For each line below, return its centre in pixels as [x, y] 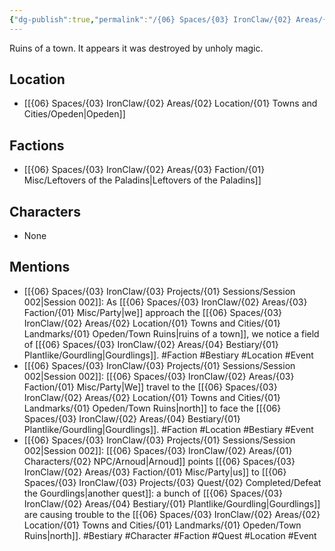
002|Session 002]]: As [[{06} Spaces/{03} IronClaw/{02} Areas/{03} [165, 302]
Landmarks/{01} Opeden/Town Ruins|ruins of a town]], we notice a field [171, 333]
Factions [37, 145]
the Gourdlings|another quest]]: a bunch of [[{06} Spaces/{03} [153, 493]
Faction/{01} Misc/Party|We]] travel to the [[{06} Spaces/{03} [150, 387]
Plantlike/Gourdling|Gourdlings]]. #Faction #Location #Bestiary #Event [168, 429]
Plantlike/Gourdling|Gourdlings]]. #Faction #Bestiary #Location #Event [168, 355]
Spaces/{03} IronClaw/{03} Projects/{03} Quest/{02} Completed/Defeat [172, 482]
